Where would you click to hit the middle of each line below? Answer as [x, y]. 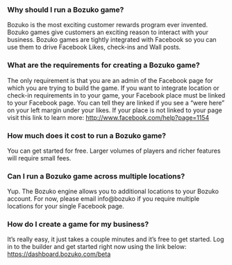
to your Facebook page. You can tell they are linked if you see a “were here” [116, 103]
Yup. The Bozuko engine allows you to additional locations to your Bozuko [113, 191]
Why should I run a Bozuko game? [66, 10]
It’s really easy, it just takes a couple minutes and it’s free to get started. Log [116, 239]
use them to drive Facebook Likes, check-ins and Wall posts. [94, 47]
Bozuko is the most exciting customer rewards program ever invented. [108, 25]
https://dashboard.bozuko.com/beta [59, 254]
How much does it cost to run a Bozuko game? [87, 135]
